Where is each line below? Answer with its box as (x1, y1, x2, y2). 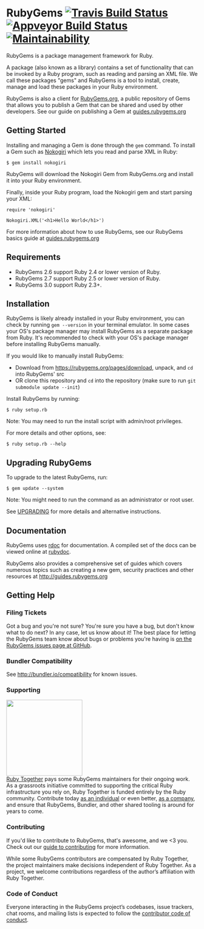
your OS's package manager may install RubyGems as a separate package (6, 328, 193, 335)
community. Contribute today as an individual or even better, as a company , (6, 795, 195, 802)
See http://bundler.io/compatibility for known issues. (6, 670, 138, 678)
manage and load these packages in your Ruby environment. (6, 83, 158, 90)
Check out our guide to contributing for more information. (6, 843, 151, 850)
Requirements (6, 252, 61, 262)
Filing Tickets (6, 608, 47, 617)
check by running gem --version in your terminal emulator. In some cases (6, 321, 189, 328)
